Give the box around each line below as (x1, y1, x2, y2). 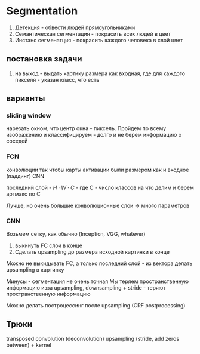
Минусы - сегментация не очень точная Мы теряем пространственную (6, 278, 189, 285)
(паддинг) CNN (6, 172, 45, 180)
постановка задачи (6, 54, 82, 64)
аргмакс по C (6, 190, 41, 198)
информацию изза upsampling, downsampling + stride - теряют (6, 284, 166, 291)
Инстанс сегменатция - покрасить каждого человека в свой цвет (14, 36, 183, 44)
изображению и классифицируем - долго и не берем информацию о (6, 131, 182, 138)
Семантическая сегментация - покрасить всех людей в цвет (14, 30, 171, 37)
